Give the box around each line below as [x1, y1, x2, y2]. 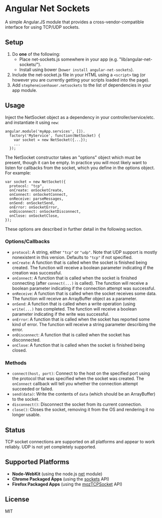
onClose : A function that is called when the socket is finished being [12, 342, 145, 348]
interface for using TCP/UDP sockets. [5, 24, 80, 30]
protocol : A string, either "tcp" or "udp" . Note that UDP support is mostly [12, 249, 158, 255]
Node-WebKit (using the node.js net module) [12, 471, 103, 477]
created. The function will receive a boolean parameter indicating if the [12, 264, 154, 270]
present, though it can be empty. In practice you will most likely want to [5, 159, 147, 165]
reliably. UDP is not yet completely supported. [5, 444, 97, 449]
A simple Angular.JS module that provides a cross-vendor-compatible [5, 19, 144, 25]
